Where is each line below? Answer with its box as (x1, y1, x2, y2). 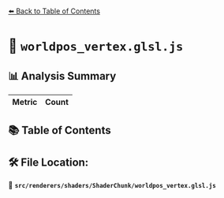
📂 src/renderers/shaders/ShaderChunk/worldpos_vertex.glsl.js (8, 181, 217, 190)
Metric (12, 97, 38, 107)
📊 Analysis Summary (8, 69, 117, 83)
